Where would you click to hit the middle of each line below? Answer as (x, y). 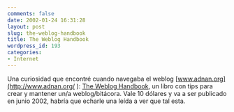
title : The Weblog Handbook (48, 40)
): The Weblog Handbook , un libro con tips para (145, 86)
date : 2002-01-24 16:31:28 (46, 20)
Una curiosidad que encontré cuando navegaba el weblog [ (93, 79)
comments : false (31, 14)
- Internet (23, 59)
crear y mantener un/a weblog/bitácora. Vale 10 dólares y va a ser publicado (117, 93)
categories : (24, 53)
